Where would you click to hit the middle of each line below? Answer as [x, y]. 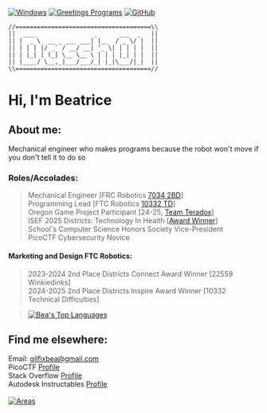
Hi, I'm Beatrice [60, 100]
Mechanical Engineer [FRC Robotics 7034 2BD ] [106, 195]
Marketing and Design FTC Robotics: [71, 256]
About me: [35, 130]
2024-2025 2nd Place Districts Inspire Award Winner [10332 [127, 290]
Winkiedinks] [49, 282]
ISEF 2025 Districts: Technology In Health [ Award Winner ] [123, 221]
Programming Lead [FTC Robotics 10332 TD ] [102, 204]
